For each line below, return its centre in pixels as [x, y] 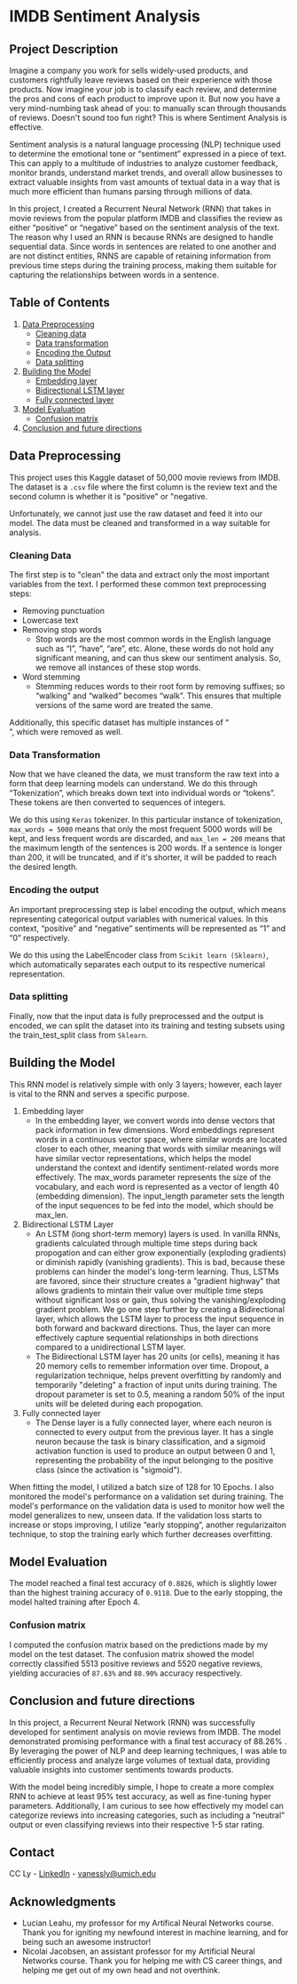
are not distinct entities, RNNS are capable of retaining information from [140, 256]
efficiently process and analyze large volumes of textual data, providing [140, 1760]
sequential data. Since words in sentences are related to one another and [143, 247]
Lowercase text [50, 620]
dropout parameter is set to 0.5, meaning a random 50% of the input [160, 1394]
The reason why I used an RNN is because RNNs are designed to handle [141, 237]
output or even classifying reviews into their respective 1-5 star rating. [137, 1824]
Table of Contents [60, 303]
